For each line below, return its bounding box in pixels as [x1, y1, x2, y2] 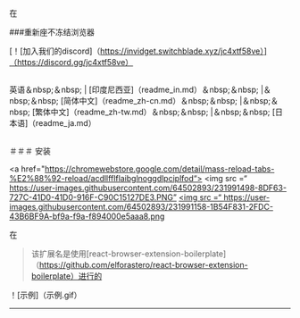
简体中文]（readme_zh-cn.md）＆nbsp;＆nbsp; [63, 96, 238, 106]
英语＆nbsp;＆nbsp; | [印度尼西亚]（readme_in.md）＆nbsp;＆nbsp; [9, 84, 259, 96]
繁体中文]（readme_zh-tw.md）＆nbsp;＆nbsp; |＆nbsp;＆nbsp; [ [35, 106, 276, 118]
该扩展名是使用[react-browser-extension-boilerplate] [30, 248, 227, 259]
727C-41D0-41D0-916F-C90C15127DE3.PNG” [9, 191, 177, 203]
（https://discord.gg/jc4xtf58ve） [9, 57, 134, 67]
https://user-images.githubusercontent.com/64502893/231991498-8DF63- [9, 182, 287, 193]
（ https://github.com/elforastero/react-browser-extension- [30, 259, 248, 270]
